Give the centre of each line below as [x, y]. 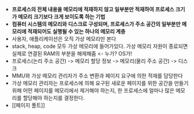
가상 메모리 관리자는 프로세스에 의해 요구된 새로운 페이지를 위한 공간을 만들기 [100, 83]
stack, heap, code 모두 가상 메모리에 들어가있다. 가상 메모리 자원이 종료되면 [100, 46]
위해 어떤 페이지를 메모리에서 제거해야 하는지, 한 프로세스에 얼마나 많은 [93, 90]
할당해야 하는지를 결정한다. [54, 98]
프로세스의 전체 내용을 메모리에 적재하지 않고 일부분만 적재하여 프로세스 [93, 9]
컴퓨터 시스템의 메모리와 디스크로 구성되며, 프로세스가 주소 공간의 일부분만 [96, 24]
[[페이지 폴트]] [28, 105]
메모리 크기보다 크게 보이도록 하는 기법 [61, 17]
